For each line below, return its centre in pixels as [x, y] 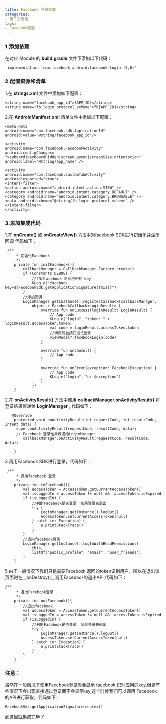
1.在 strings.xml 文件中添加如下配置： [44, 93]
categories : [17, 14]
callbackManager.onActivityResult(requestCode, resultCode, [86, 438]
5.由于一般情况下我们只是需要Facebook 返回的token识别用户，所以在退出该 [82, 571]
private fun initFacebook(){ [44, 265]
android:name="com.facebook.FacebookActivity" [54, 148]
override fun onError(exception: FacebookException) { [98, 368]
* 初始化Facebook [33, 256]
